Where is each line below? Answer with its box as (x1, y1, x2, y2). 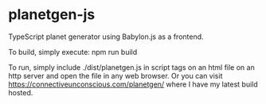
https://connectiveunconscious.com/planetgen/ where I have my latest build (8, 79, 259, 89)
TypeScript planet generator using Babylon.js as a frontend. (8, 32, 205, 41)
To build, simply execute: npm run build (8, 47, 138, 56)
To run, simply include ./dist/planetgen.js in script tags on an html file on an (8, 62, 255, 72)
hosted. (8, 87, 33, 97)
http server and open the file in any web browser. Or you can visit (8, 71, 223, 80)
